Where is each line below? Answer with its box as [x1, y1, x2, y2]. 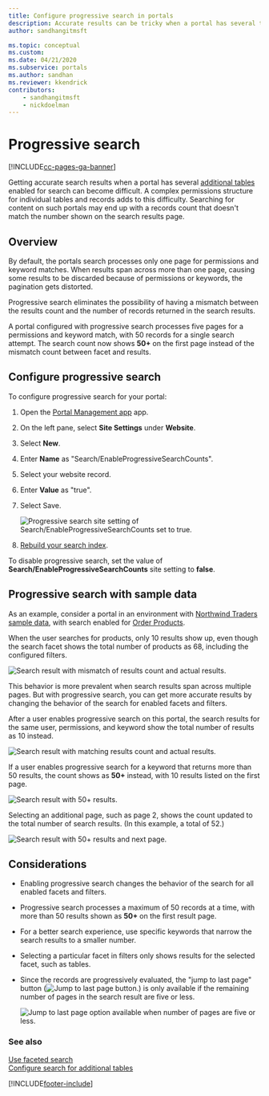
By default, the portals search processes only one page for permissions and [8, 256, 259, 266]
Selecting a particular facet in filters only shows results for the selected [19, 951, 255, 960]
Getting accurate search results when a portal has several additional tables [8, 177, 255, 187]
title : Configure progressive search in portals [8, 11, 174, 20]
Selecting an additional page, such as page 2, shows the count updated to [8, 810, 254, 820]
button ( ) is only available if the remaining [19, 984, 250, 993]
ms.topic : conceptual [8, 41, 81, 49]
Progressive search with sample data [8, 588, 198, 601]
